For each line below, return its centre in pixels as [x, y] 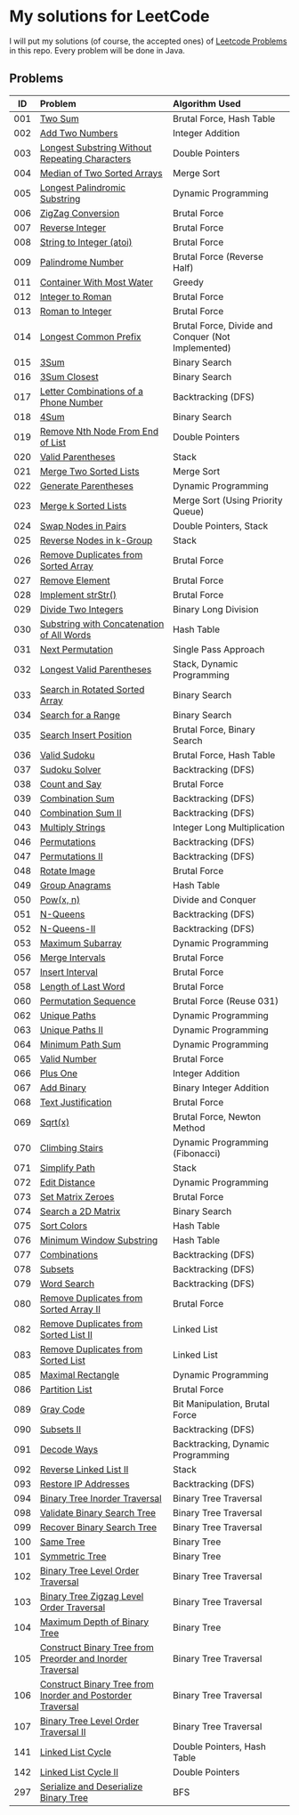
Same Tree [62, 1542]
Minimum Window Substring [99, 1240]
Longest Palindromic [83, 187]
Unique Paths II [72, 1030]
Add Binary [63, 1088]
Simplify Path [67, 1168]
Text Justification [76, 1102]
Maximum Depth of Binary [94, 1622]
